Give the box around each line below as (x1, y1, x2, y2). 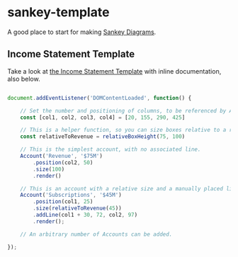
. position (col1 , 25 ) (33, 198, 93, 205)
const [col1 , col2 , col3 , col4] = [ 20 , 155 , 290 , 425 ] (20, 114, 186, 121)
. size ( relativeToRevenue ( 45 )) (33, 205, 122, 212)
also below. (7, 74, 40, 83)
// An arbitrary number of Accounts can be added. (20, 231, 173, 238)
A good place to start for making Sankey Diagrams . (7, 28, 157, 36)
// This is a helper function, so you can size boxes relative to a (20, 127, 227, 134)
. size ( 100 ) (33, 166, 65, 173)
